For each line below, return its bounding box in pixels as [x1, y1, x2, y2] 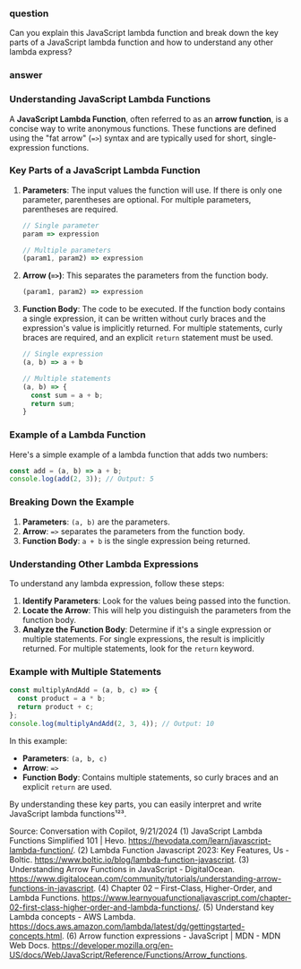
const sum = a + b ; [30, 391, 104, 400]
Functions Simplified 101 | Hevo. [9, 835, 127, 845]
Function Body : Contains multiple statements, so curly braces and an [21, 772, 279, 783]
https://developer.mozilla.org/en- [51, 939, 174, 950]
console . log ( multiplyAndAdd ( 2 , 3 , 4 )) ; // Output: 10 [9, 719, 215, 728]
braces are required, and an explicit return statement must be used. [21, 333, 273, 343]
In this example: [9, 735, 68, 746]
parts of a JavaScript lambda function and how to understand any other [9, 37, 273, 48]
